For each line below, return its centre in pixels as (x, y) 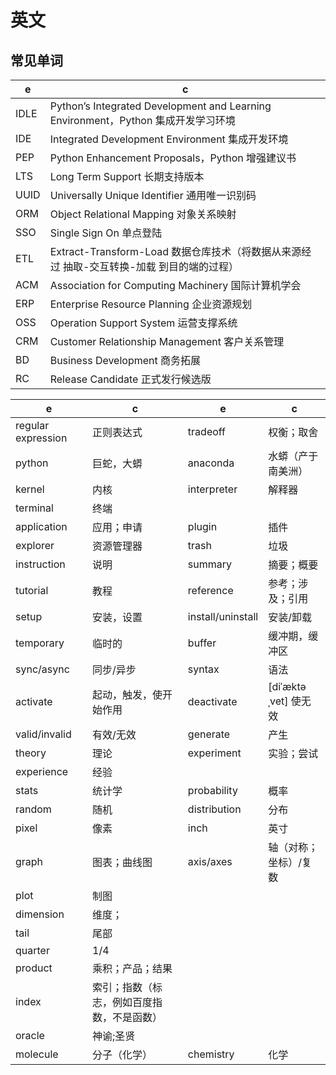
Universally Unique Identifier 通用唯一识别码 (153, 195)
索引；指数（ (122, 987)
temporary (40, 643)
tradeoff (207, 431)
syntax (203, 669)
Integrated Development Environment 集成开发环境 (169, 139)
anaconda (211, 463)
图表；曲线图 (122, 862)
